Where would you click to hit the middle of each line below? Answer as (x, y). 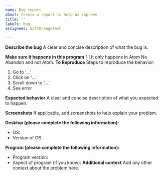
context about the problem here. (46, 168)
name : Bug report (23, 10)
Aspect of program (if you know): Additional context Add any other (82, 163)
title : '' (16, 19)
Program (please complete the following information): (62, 148)
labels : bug (18, 24)
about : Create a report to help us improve (51, 15)
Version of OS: (27, 138)
